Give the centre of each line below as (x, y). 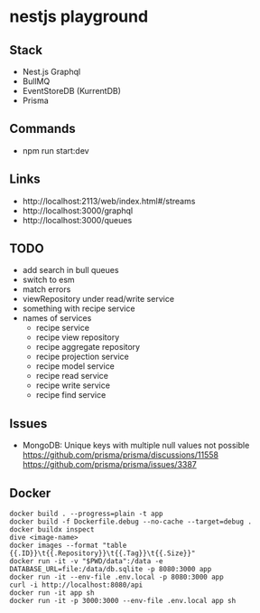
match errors (46, 289)
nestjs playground (79, 17)
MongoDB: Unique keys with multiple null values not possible (136, 446)
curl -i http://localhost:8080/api (76, 585)
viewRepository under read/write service (98, 299)
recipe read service (72, 376)
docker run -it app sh (52, 593)
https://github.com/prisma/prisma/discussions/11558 (121, 455)
